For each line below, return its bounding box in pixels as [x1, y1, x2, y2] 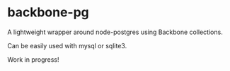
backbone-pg [7, 4, 90, 21]
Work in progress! [7, 55, 59, 64]
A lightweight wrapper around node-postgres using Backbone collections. [7, 28, 223, 36]
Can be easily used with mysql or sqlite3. [7, 41, 127, 50]
